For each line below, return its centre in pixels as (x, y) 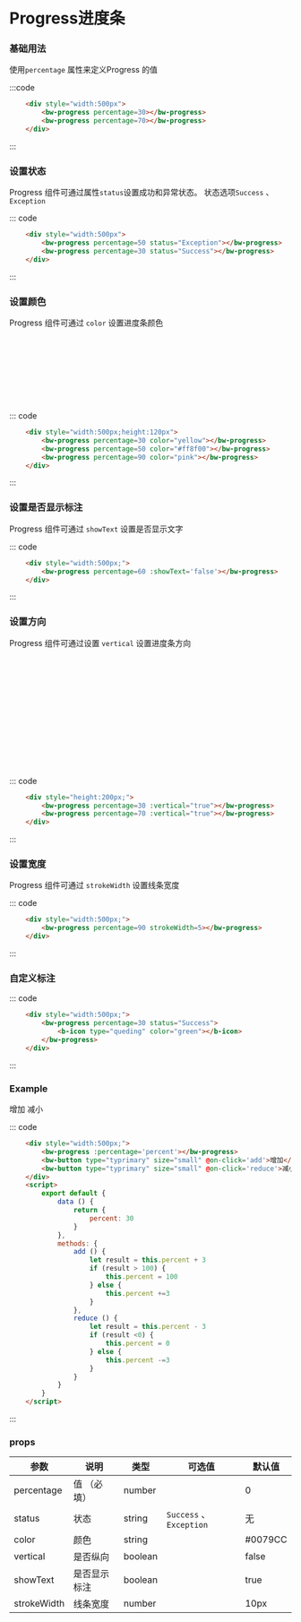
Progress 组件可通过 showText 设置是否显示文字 (96, 529)
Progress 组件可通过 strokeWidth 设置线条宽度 (95, 885)
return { (89, 1211)
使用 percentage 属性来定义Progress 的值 (84, 70)
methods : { (77, 1243)
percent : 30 (112, 1218)
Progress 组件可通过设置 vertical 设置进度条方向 (100, 643)
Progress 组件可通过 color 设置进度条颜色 (86, 323)
